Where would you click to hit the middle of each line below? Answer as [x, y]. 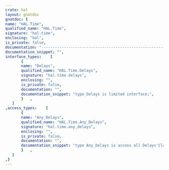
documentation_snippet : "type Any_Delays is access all [81, 146]
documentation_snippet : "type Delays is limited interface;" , [88, 94]
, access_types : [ [27, 108]
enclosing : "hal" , [24, 38]
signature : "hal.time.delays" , [54, 75]
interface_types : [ [29, 57]
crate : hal [17, 10]
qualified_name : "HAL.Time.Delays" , [59, 71]
